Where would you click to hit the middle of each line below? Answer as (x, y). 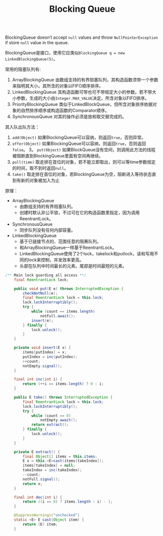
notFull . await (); (58, 316)
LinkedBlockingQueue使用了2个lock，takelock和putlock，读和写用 (87, 253)
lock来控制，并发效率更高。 (56, 260)
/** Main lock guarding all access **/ (46, 275)
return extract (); (50, 425)
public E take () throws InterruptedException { (63, 398)
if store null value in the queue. (37, 42)
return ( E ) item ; (40, 524)
